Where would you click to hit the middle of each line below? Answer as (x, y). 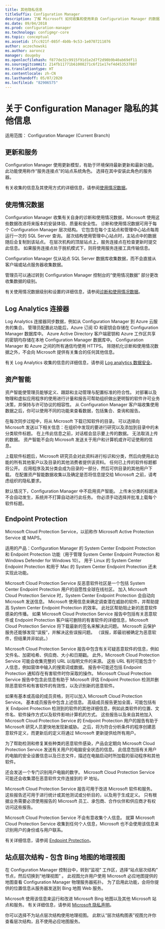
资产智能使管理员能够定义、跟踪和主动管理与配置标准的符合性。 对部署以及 (81, 392)
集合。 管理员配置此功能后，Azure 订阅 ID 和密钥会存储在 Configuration (86, 328)
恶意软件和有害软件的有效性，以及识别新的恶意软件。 (63, 685)
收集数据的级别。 (22, 281)
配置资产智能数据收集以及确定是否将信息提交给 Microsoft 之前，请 (86, 474)
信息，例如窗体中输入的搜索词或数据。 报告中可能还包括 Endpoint (75, 667)
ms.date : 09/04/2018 (26, 23)
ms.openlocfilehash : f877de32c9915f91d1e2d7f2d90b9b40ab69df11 (71, 60)
